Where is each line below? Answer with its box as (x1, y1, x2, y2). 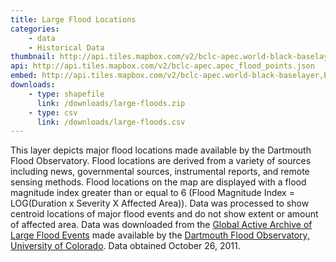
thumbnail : (10, 52, 56, 62)
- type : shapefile (28, 89, 105, 99)
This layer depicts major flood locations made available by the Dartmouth (10, 144, 312, 156)
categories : (10, 24, 60, 34)
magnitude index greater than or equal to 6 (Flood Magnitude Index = (10, 187, 295, 199)
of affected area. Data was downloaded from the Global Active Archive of (10, 219, 313, 231)
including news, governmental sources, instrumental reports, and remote (10, 166, 310, 178)
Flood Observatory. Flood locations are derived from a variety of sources (10, 155, 312, 167)
